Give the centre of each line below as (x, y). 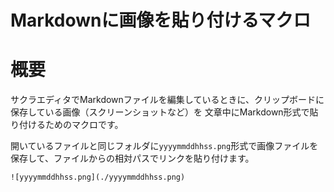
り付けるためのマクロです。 (67, 125)
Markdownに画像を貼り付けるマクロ (161, 20)
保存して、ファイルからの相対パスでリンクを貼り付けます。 (132, 158)
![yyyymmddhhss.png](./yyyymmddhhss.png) (98, 177)
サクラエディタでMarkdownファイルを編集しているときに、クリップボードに (167, 100)
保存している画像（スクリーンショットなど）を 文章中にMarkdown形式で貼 (164, 112)
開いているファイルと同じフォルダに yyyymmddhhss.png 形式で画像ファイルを (164, 146)
